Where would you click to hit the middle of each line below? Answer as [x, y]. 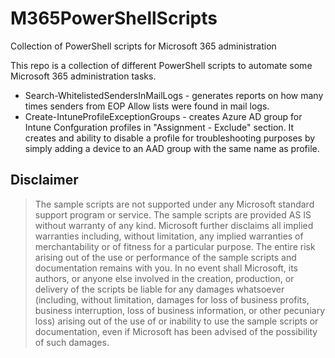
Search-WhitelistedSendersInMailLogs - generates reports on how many [174, 95]
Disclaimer [44, 180]
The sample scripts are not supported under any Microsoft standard [174, 204]
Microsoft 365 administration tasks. [83, 76]
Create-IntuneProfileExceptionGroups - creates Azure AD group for [163, 116]
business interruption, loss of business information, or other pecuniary [180, 310]
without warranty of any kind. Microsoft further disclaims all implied [174, 225]
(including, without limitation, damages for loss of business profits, [172, 299]
